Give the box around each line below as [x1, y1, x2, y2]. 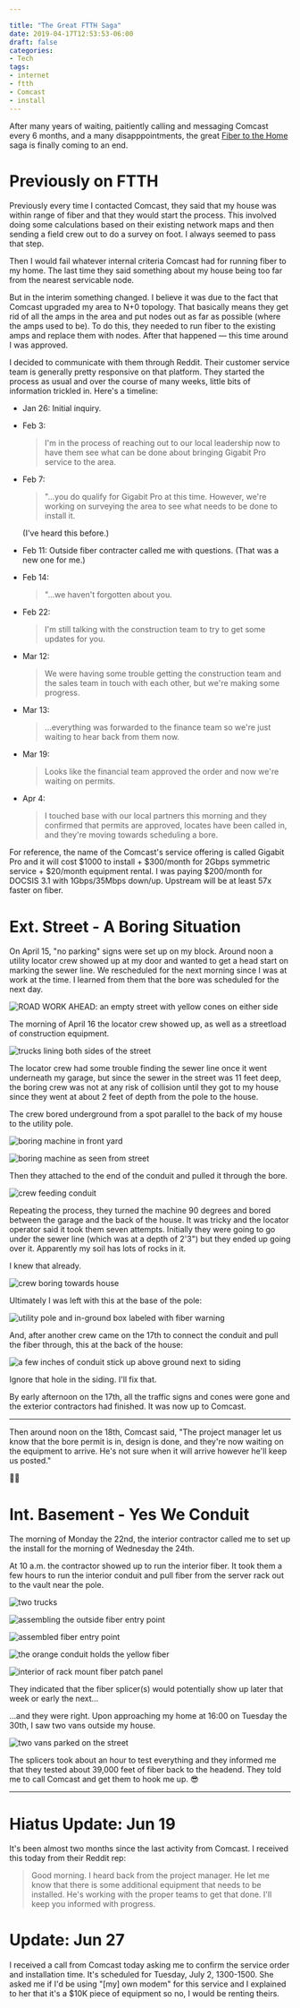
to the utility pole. [9, 1119, 73, 1129]
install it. [44, 511, 76, 521]
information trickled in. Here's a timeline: [9, 386, 159, 397]
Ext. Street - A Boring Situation [9, 916, 241, 937]
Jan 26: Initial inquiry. [21, 403, 102, 414]
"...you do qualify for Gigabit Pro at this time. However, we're [44, 492, 267, 502]
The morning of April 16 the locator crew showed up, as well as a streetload [9, 1018, 287, 1030]
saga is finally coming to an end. [9, 140, 129, 150]
